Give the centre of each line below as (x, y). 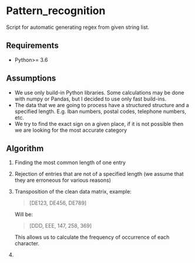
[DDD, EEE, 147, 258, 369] (60, 226)
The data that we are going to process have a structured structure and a (102, 105)
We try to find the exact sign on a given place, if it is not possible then (99, 124)
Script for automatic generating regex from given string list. (78, 27)
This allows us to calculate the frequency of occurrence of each (92, 237)
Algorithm (25, 148)
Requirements (32, 46)
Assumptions (31, 79)
